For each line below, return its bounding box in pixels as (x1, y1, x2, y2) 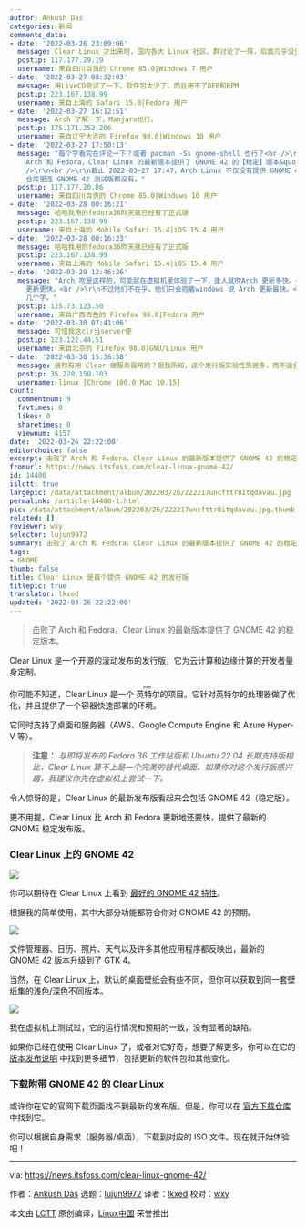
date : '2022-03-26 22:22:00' (9, 437, 120, 447)
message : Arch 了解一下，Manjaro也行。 (17, 115, 158, 124)
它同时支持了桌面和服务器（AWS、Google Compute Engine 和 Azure (9, 719, 266, 730)
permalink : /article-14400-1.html (9, 496, 141, 506)
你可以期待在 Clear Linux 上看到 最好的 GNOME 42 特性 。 (9, 888, 226, 899)
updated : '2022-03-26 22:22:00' (9, 598, 132, 607)
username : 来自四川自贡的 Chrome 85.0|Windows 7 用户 (17, 65, 214, 74)
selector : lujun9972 (9, 531, 88, 540)
